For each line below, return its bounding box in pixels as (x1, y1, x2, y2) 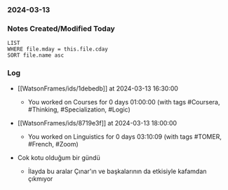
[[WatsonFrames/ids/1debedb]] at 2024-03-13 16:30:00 (17, 84, 179, 93)
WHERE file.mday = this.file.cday (7, 46, 109, 53)
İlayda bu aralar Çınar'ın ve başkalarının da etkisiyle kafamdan (27, 167, 207, 175)
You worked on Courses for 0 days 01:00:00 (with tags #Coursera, (27, 97, 220, 106)
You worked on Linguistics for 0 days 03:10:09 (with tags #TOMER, (27, 132, 222, 141)
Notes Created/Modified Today (7, 23, 116, 33)
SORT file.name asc (7, 52, 65, 59)
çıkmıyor (27, 174, 53, 183)
